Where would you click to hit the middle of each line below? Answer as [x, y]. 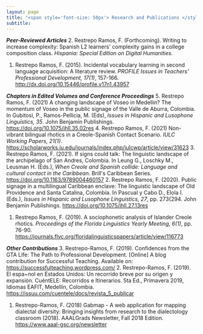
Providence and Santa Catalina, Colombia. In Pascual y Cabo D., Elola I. [95, 193]
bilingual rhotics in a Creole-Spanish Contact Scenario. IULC [100, 135]
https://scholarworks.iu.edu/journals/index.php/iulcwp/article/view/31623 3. [101, 148]
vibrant [15, 135]
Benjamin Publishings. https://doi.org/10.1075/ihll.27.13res [77, 205]
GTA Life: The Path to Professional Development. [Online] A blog [86, 255]
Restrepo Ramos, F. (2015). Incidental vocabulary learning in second [100, 65]
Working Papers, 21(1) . [34, 141]
